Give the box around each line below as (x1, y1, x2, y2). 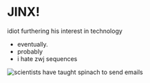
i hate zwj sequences (17, 54, 78, 62)
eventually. (17, 40, 48, 48)
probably (17, 47, 43, 56)
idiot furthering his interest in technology (7, 27, 122, 35)
